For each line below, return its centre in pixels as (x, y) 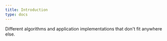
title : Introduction (27, 10)
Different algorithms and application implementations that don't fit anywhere (84, 28)
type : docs (16, 14)
